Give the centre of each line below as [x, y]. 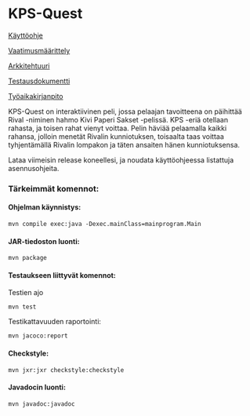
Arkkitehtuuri [29, 66]
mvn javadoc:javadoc [42, 404]
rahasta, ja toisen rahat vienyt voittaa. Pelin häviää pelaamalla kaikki [118, 128]
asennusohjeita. [34, 168]
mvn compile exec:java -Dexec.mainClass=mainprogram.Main [105, 224]
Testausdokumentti [39, 81]
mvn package [27, 258]
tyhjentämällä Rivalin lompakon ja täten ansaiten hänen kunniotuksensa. [124, 144]
